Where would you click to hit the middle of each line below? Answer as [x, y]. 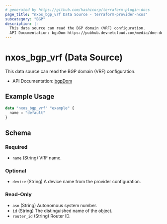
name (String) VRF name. [37, 158]
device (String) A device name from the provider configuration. [77, 182]
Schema [18, 133]
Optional [16, 171]
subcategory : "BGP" [25, 19]
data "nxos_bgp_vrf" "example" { [40, 108]
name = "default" [28, 112]
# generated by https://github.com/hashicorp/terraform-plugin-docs [78, 10]
